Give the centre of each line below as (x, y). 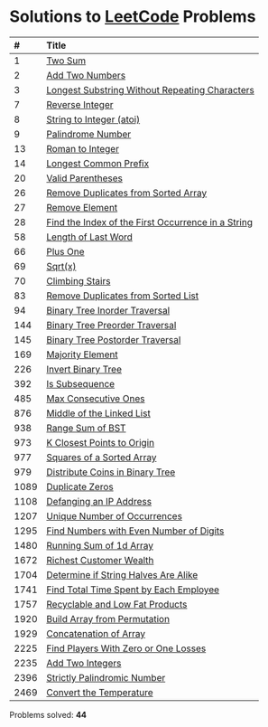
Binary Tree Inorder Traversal (108, 310)
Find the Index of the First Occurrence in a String (149, 222)
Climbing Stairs (79, 280)
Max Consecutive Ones (96, 398)
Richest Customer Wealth (100, 560)
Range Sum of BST (86, 428)
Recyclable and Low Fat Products (117, 604)
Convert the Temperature (100, 692)
